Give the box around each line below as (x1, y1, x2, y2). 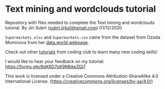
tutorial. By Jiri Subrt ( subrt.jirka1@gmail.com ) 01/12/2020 (5, 24, 122, 30)
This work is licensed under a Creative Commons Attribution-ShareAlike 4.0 (5, 73, 159, 79)
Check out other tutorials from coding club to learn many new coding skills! (5, 49, 158, 55)
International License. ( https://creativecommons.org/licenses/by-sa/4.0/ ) (5, 78, 153, 84)
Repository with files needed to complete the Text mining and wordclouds (5, 20, 155, 25)
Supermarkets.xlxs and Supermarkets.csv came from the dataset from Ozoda (5, 34, 161, 40)
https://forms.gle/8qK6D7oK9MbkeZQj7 (5, 64, 86, 69)
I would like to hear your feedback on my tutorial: (5, 58, 104, 64)
